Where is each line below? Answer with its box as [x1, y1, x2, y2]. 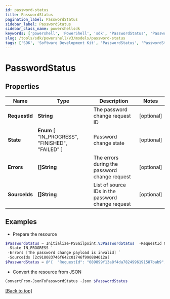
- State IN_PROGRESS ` [7, 245, 53, 251]
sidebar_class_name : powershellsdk [5, 26, 80, 31]
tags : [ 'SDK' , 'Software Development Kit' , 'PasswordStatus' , [5, 41, 139, 46]
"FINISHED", [37, 139, 67, 146]
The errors [93, 154, 119, 161]
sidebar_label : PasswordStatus [5, 21, 71, 27]
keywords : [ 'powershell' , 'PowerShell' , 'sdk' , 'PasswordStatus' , [5, 31, 148, 36]
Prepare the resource [12, 231, 57, 237]
